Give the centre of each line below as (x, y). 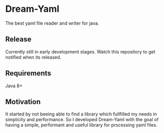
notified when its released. (33, 57)
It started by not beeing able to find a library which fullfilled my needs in (81, 114)
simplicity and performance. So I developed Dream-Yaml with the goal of (82, 120)
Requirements (28, 73)
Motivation (23, 101)
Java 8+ (14, 86)
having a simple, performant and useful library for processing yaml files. (81, 125)
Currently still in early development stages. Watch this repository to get (80, 51)
